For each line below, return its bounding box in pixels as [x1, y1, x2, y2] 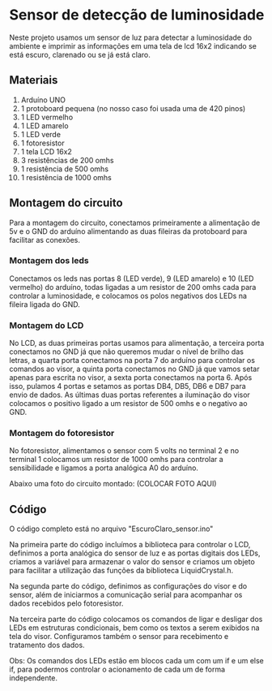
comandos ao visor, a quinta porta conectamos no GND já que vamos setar [9, 364, 260, 374]
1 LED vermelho [20, 112, 74, 122]
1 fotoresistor [20, 138, 65, 148]
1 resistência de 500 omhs [20, 164, 108, 174]
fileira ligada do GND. [9, 299, 80, 309]
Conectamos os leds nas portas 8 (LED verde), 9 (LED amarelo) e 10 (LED [9, 274, 254, 283]
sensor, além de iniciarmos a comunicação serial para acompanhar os [9, 590, 243, 600]
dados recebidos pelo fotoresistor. [9, 598, 124, 608]
